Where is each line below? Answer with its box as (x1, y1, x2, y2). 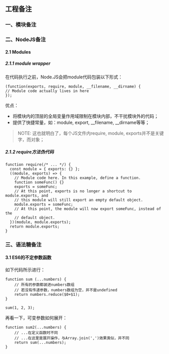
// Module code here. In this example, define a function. (14, 175, 141, 181)
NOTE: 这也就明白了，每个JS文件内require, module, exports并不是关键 (17, 130, 164, 136)
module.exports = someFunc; (14, 202, 73, 207)
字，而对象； (17, 136, 44, 143)
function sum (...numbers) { (5, 277, 67, 282)
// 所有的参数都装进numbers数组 (14, 282, 75, 287)
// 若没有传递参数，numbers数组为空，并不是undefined (14, 287, 118, 292)
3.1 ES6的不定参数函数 (5, 254, 52, 260)
